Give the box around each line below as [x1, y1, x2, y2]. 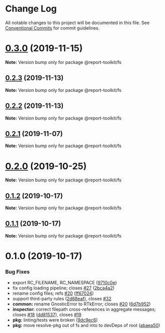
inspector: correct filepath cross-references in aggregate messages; [12, 306, 156, 312]
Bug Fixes [5, 268, 30, 275]
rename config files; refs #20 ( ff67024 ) [12, 290, 94, 296]
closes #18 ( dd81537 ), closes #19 [12, 312, 81, 318]
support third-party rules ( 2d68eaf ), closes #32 [12, 296, 112, 302]
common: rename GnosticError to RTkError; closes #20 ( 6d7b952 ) [12, 301, 151, 307]
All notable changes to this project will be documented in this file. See [5, 20, 150, 26]
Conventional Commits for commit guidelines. [5, 25, 100, 31]
